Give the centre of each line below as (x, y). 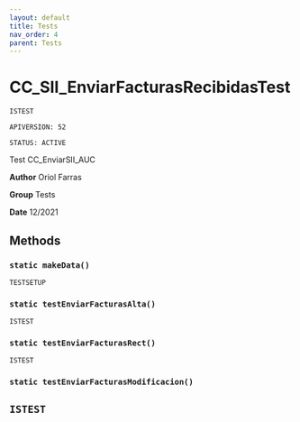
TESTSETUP (28, 282)
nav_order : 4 (34, 34)
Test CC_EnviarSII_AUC (53, 160)
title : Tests (34, 26)
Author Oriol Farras (46, 178)
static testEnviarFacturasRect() (82, 343)
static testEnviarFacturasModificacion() (101, 382)
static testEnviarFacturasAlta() (82, 304)
